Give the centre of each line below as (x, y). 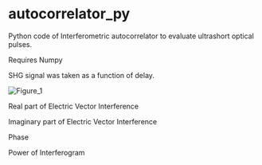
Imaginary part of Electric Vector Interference (83, 121)
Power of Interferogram (47, 152)
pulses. (20, 44)
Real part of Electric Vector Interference (74, 106)
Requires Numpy (35, 60)
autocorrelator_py (69, 14)
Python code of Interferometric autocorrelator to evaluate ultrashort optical (131, 36)
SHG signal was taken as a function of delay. (82, 75)
